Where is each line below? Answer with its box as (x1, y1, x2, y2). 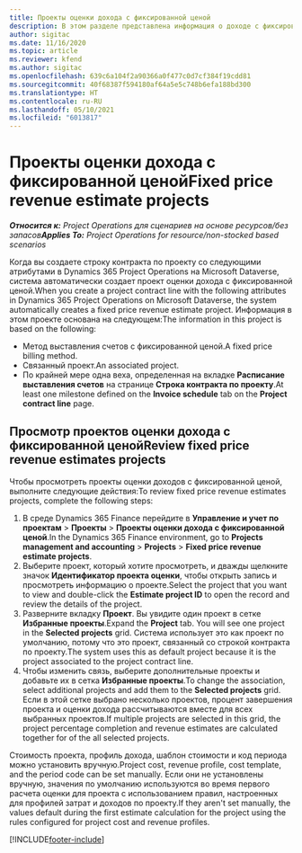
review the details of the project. (22, 599, 143, 609)
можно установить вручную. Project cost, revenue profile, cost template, (9, 759, 281, 769)
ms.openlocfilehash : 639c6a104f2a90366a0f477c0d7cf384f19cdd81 (9, 72, 252, 81)
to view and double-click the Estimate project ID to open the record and (22, 589, 290, 600)
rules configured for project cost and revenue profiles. (9, 816, 210, 827)
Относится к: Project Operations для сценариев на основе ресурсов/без (9, 220, 289, 231)
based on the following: (9, 324, 97, 334)
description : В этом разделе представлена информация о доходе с (9, 22, 259, 31)
